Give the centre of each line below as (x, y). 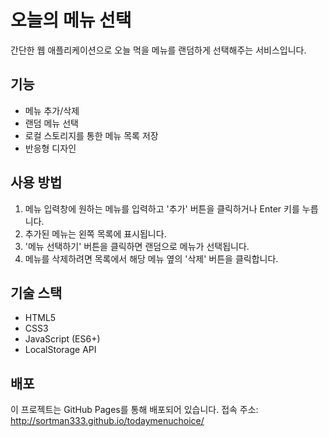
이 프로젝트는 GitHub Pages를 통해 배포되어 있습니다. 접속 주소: (134, 410)
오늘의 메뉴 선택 (71, 20)
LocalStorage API (60, 350)
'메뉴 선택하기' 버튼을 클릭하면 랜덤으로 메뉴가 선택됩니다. (137, 246)
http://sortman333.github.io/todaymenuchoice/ (107, 421)
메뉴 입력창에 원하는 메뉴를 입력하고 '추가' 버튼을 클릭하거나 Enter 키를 (162, 208)
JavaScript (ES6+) (62, 339)
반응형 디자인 (50, 148)
